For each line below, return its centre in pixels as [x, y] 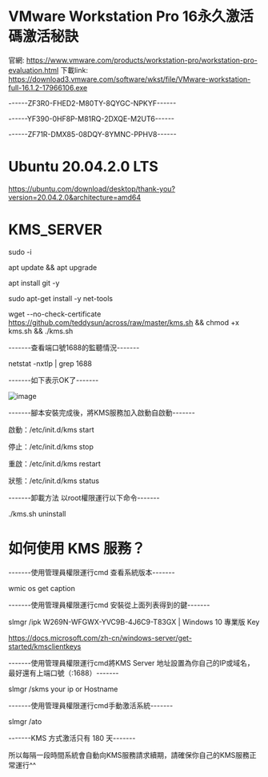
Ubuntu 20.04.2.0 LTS [83, 167]
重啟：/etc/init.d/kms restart [55, 463]
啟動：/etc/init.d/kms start [51, 429]
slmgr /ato [25, 721]
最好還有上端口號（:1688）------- [64, 673]
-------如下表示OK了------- [54, 380]
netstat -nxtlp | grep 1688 [50, 363]
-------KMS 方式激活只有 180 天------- [72, 738]
